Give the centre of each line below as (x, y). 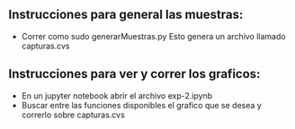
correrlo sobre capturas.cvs (73, 115)
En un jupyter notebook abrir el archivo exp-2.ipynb (117, 95)
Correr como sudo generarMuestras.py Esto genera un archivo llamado (153, 36)
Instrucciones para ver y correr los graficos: (134, 74)
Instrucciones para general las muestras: (126, 15)
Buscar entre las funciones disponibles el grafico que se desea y (141, 105)
